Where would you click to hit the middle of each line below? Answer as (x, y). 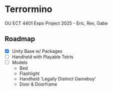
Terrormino (29, 9)
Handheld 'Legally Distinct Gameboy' (57, 78)
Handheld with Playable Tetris (42, 57)
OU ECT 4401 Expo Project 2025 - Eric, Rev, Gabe (56, 23)
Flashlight (29, 73)
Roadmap (20, 39)
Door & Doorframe (38, 84)
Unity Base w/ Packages (37, 51)
